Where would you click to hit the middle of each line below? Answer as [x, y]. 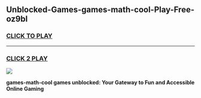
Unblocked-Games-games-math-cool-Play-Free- [100, 10]
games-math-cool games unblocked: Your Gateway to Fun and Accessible [100, 82]
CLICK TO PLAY [29, 36]
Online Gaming [25, 88]
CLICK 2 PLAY [27, 58]
